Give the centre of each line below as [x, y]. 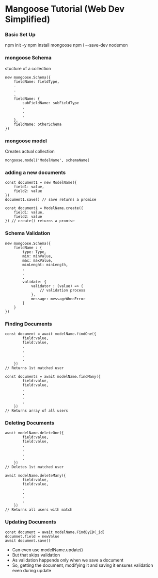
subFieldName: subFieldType [51, 103]
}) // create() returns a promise [40, 221]
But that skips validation [36, 555]
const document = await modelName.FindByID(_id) [55, 532]
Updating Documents [31, 522]
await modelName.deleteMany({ [36, 476]
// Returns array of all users [37, 410]
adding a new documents [35, 173]
